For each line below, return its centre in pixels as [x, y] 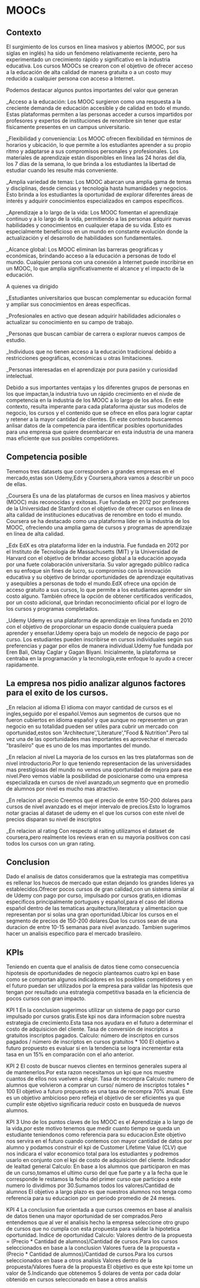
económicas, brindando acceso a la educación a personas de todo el [91, 256]
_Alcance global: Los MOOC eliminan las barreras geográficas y [84, 249]
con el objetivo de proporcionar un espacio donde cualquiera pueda [90, 626]
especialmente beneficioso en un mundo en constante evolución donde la [97, 231]
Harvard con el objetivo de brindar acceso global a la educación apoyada [96, 558]
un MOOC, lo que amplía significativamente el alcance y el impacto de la [95, 268]
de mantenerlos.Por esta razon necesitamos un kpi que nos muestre [90, 1072]
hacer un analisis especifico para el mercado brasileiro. [74, 934]
